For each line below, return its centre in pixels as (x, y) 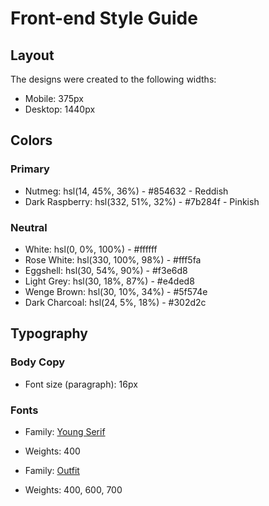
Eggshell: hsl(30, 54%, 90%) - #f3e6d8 (106, 270)
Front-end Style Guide (104, 18)
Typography (49, 333)
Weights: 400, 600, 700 (73, 489)
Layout (32, 55)
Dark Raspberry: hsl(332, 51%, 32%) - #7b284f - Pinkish (142, 201)
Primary (30, 169)
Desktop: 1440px (60, 109)
